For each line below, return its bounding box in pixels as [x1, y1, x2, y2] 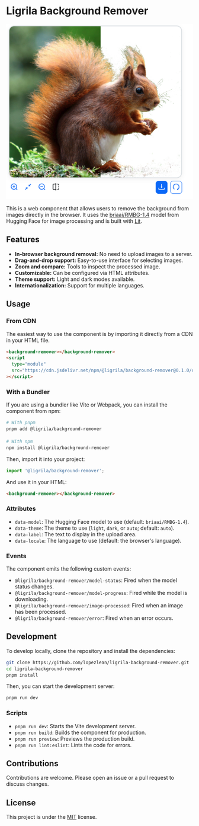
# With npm [6, 438, 33, 444]
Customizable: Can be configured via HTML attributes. [14, 269, 150, 276]
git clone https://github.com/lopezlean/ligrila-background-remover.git [6, 659, 190, 665]
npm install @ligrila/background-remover [6, 444, 110, 451]
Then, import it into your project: [6, 455, 85, 463]
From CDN [6, 317, 37, 325]
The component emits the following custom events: [6, 565, 131, 572]
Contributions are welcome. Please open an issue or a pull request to [6, 774, 175, 782]
